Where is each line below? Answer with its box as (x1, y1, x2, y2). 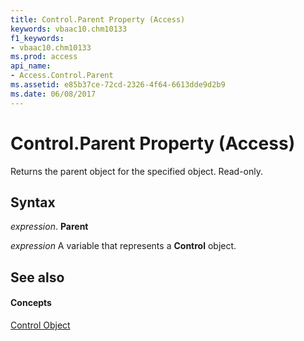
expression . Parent (10, 221, 89, 233)
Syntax (10, 194, 56, 211)
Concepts (10, 297, 52, 309)
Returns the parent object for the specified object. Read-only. (10, 165, 264, 177)
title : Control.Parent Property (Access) (10, 14, 186, 25)
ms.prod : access (10, 52, 78, 62)
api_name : (10, 61, 52, 71)
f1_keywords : (10, 33, 65, 43)
